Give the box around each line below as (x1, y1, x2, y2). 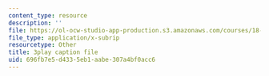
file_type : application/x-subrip (8, 33, 120, 42)
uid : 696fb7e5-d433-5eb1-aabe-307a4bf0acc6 (8, 56, 156, 64)
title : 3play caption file (8, 48, 98, 56)
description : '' (8, 19, 62, 27)
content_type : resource (8, 11, 88, 20)
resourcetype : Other (8, 41, 78, 49)
